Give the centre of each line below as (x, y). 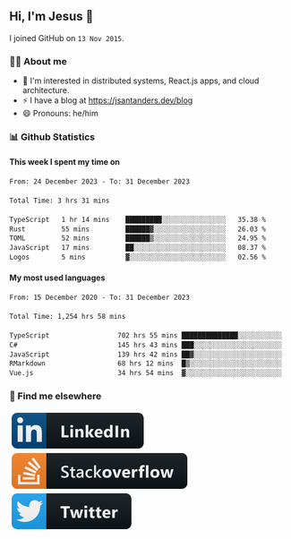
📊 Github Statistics (52, 137)
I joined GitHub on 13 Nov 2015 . (67, 38)
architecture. (46, 90)
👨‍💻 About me (38, 61)
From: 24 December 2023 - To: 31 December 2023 (100, 182)
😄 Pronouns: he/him (60, 114)
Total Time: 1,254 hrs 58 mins (68, 317)
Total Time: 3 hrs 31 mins (60, 201)
